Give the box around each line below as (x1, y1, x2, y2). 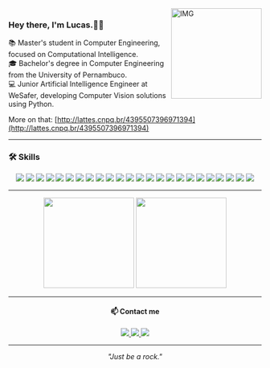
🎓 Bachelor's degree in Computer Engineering (8, 59, 165, 68)
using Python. (8, 100, 55, 109)
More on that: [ (8, 115, 58, 125)
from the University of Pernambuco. (8, 70, 128, 80)
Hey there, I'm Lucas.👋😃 (8, 19, 104, 31)
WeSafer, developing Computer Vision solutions (8, 91, 166, 100)
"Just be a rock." (107, 351, 163, 361)
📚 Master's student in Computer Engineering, (8, 38, 161, 47)
